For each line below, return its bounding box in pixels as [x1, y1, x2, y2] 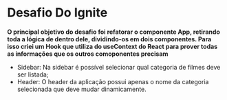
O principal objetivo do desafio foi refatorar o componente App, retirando [7, 28, 220, 36]
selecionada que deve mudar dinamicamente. [17, 85, 147, 93]
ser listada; [17, 70, 49, 79]
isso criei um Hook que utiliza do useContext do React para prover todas [7, 42, 218, 50]
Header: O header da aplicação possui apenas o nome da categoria [17, 77, 209, 86]
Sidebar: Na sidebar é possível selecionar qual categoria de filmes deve [17, 63, 221, 71]
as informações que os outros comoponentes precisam [7, 50, 169, 58]
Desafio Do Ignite [7, 5, 108, 21]
